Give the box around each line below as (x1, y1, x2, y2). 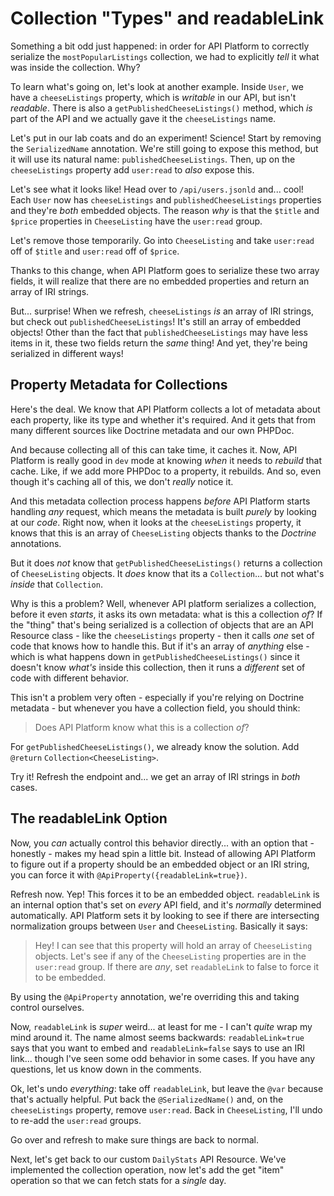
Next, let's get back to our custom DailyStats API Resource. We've (10, 1153, 287, 1165)
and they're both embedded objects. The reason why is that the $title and (10, 204, 320, 216)
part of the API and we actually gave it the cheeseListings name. (10, 112, 277, 124)
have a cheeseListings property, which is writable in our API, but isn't (10, 91, 297, 103)
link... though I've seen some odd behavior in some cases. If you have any (10, 1052, 315, 1064)
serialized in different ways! (10, 347, 124, 359)
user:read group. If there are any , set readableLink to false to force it (34, 960, 320, 972)
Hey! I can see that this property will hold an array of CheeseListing (34, 939, 313, 951)
